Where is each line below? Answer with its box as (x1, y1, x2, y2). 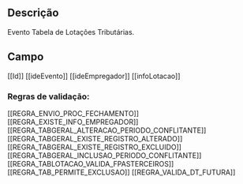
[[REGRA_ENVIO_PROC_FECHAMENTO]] (7, 108, 140, 118)
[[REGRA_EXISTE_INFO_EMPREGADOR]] (7, 117, 139, 126)
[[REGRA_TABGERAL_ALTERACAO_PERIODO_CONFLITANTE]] (7, 126, 207, 135)
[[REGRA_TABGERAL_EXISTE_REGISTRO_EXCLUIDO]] (7, 142, 182, 152)
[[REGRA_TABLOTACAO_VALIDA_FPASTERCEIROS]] (7, 159, 174, 168)
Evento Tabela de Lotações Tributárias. (7, 27, 135, 36)
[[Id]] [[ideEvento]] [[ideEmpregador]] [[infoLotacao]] (7, 71, 181, 81)
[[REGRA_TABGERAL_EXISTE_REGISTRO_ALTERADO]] (7, 133, 183, 143)
